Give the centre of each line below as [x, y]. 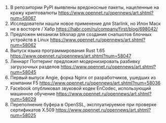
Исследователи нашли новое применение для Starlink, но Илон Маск [85, 23]
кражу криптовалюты [34, 13]
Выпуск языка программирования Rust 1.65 [57, 51]
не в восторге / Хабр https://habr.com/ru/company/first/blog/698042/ [84, 29]
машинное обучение [32, 94]
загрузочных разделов [35, 67]
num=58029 [23, 99]
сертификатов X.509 [32, 110]
